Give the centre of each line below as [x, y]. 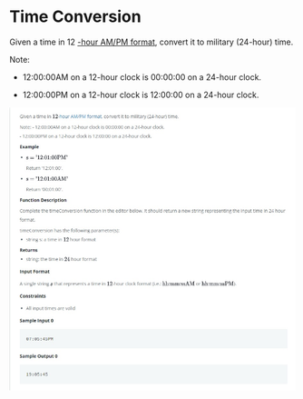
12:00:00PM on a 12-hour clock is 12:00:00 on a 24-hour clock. [141, 95]
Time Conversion [76, 17]
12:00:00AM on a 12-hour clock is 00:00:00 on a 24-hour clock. [142, 77]
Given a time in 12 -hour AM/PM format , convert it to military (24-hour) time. [151, 42]
